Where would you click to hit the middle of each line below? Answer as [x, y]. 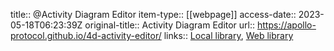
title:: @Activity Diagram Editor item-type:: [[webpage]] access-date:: [153, 14]
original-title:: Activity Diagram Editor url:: [170, 25]
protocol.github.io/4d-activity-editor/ [86, 35]
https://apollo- [286, 25]
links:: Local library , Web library [228, 35]
